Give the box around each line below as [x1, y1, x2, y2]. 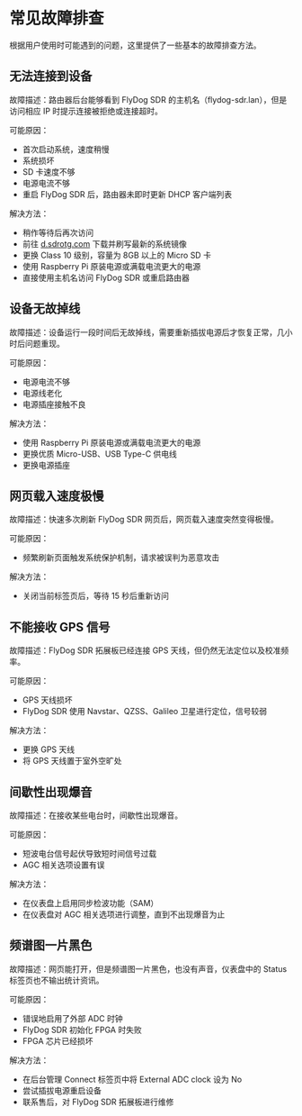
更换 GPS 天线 [22, 744, 75, 755]
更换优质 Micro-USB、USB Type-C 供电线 [22, 448, 178, 459]
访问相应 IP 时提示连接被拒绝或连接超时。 [9, 105, 164, 116]
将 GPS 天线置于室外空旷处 [22, 756, 123, 767]
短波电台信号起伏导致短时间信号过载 [22, 848, 157, 858]
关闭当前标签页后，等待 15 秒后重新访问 [22, 591, 169, 602]
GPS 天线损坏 [22, 694, 74, 705]
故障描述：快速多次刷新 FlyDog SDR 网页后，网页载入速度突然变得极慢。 [9, 514, 279, 525]
